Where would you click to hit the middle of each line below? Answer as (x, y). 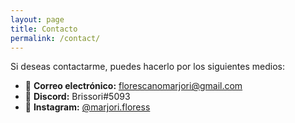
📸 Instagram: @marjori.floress (87, 107)
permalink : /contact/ (55, 38)
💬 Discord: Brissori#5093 (77, 97)
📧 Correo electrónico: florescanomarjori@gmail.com (133, 86)
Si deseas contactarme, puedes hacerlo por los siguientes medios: (147, 67)
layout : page (37, 19)
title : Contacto (44, 29)
